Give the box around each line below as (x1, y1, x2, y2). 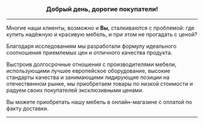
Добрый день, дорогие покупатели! (46, 5, 158, 13)
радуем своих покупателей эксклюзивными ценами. (6, 87, 144, 94)
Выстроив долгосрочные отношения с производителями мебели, (6, 61, 177, 68)
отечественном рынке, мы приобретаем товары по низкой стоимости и (6, 80, 193, 88)
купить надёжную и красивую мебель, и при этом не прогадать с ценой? (6, 31, 197, 38)
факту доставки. (6, 105, 49, 112)
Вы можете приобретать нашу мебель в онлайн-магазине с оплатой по (6, 98, 192, 106)
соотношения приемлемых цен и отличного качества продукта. (6, 49, 173, 57)
